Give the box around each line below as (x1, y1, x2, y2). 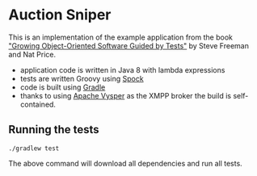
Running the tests (8, 123, 99, 136)
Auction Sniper (8, 6, 112, 24)
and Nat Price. (8, 49, 57, 59)
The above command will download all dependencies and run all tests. (8, 158, 242, 168)
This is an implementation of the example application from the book (8, 32, 233, 42)
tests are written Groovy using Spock (19, 73, 144, 83)
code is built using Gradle (19, 82, 106, 92)
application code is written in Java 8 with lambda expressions (19, 65, 225, 74)
